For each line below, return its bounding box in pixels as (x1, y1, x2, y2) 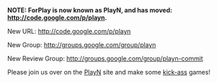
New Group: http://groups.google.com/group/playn (7, 41, 156, 49)
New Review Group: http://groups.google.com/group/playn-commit (7, 54, 204, 63)
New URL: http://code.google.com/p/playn (7, 27, 131, 35)
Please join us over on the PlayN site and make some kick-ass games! (7, 68, 211, 76)
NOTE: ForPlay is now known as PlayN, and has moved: (7, 6, 172, 14)
